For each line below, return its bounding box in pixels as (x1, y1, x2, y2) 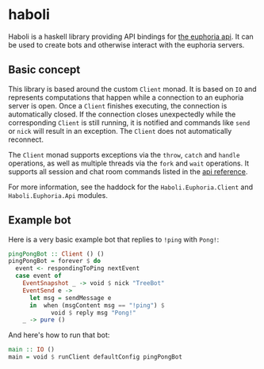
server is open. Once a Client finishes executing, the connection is (8, 101, 228, 110)
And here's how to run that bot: (8, 330, 110, 340)
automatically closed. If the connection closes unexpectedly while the (8, 109, 236, 119)
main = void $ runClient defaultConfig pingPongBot (8, 353, 182, 361)
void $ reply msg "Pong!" (50, 309, 136, 317)
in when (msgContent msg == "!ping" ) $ (29, 301, 165, 310)
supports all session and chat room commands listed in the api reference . (8, 166, 248, 176)
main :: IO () (8, 346, 55, 354)
